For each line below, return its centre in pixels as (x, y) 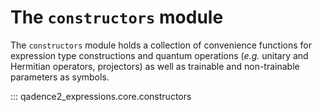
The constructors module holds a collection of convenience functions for (161, 45)
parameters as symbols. (60, 77)
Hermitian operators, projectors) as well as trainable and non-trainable (155, 66)
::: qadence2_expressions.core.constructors (101, 96)
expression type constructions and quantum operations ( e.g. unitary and (159, 55)
